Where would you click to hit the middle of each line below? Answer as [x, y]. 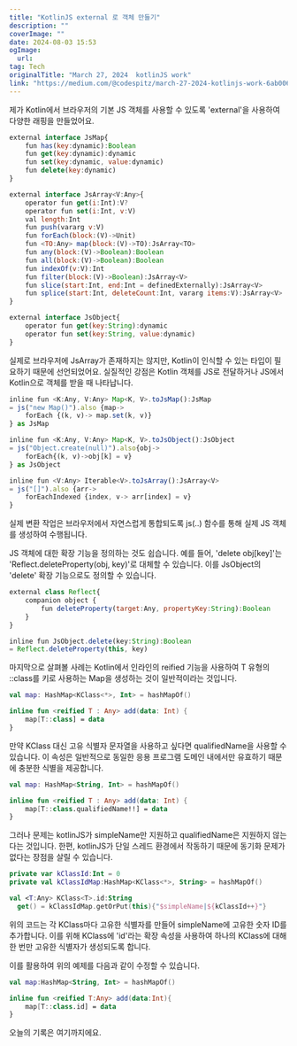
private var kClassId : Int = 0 [65, 874]
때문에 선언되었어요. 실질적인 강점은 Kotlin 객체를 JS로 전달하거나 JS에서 [158, 371]
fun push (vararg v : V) [65, 228]
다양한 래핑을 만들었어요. [52, 120]
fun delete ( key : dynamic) [71, 170]
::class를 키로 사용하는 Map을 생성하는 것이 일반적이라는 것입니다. [123, 678]
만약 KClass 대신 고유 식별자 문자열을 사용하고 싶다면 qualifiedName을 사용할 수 [148, 746]
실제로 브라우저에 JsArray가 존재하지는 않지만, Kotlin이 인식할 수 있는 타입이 [141, 360]
